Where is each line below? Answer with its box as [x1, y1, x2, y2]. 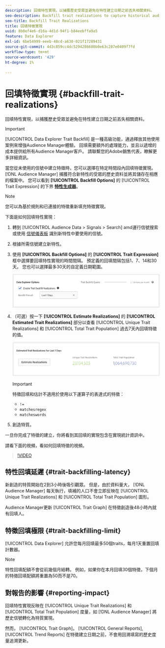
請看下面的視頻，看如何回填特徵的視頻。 [5, 442, 87, 448]
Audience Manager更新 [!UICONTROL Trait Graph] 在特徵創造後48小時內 [5, 505, 152, 511]
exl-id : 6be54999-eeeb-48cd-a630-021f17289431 [5, 39, 102, 44]
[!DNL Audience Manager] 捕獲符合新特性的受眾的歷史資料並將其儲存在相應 [5, 171, 158, 177]
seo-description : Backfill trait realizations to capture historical [5, 13, 151, 18]
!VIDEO [17, 452, 32, 458]
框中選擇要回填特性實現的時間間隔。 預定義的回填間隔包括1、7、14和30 [12, 258, 157, 263]
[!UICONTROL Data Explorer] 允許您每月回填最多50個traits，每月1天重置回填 [5, 541, 160, 547]
